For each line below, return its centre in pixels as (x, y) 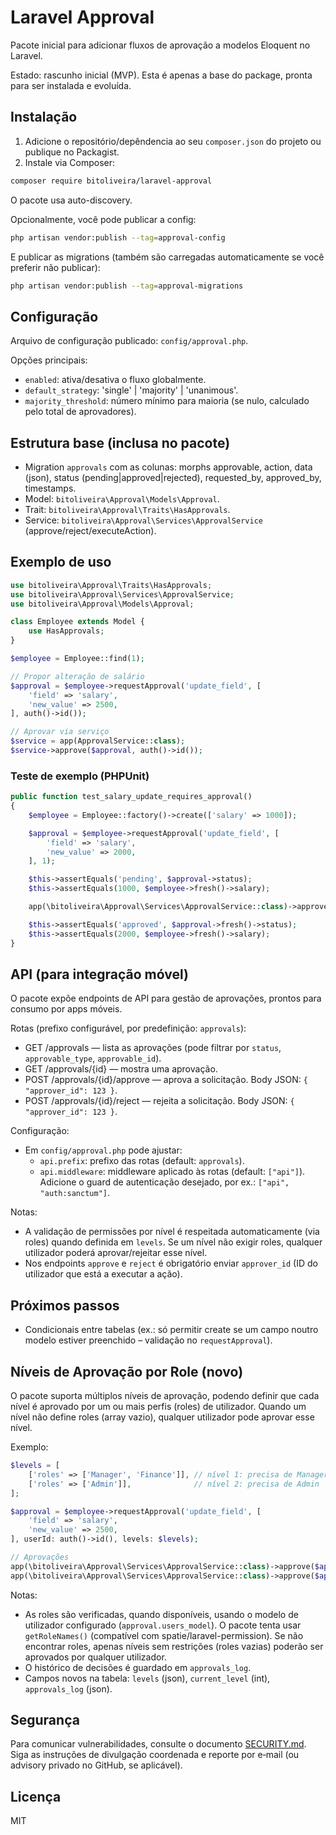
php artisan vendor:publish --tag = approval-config (118, 237)
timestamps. (50, 488)
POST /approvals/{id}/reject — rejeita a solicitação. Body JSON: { (159, 1101)
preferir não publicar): (55, 267)
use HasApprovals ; (66, 631)
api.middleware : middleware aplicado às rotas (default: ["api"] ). (172, 1172)
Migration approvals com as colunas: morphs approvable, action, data (168, 467)
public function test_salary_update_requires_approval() (131, 797)
